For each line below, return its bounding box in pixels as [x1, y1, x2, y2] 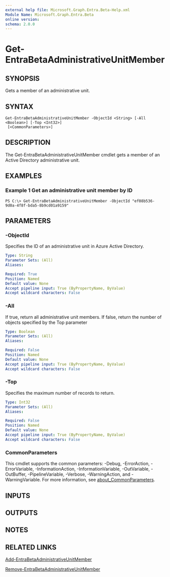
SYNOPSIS [5, 74, 40, 83]
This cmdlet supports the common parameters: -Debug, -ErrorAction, [5, 461, 150, 467]
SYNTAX [5, 102, 34, 111]
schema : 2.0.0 [5, 21, 35, 27]
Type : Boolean [5, 329, 35, 334]
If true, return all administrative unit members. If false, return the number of [5, 314, 162, 320]
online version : [5, 17, 39, 22]
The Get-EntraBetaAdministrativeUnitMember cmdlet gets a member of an [5, 151, 160, 157]
